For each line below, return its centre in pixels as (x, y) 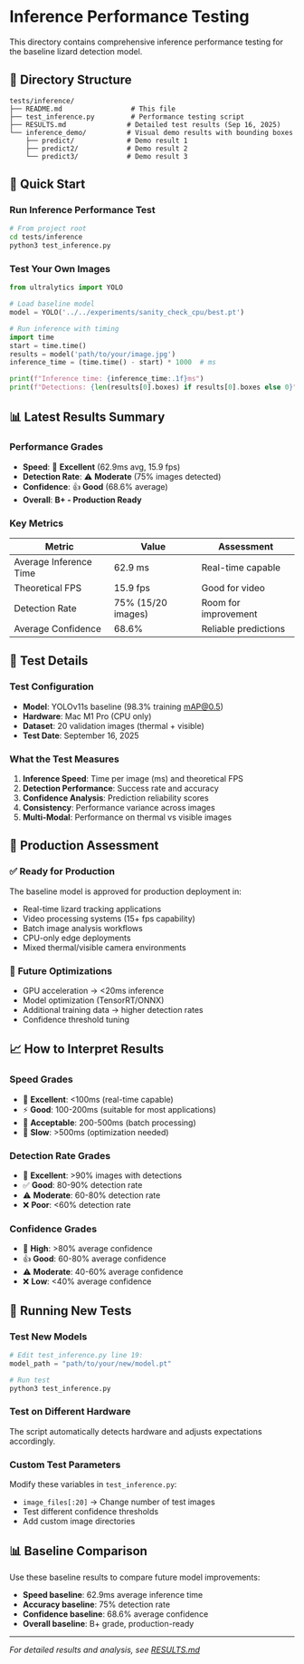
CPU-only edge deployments (76, 938)
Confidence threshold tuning (76, 1020)
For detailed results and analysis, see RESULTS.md (105, 1649)
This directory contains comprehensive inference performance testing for (146, 42)
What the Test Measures (64, 759)
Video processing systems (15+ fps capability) (109, 919)
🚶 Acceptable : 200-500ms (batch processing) (109, 1123)
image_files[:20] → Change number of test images (119, 1502)
